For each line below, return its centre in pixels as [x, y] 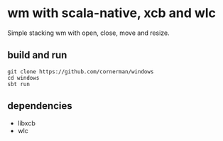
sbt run [19, 84]
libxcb [26, 123]
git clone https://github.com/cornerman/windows [81, 72]
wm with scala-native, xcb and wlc [112, 13]
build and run [37, 55]
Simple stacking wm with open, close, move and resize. [88, 33]
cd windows [23, 78]
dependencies [40, 106]
